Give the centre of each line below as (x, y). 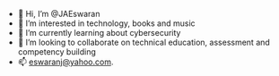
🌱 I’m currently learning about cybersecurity (99, 33)
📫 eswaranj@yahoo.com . (65, 62)
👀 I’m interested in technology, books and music (106, 23)
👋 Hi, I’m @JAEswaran (59, 14)
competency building (57, 52)
